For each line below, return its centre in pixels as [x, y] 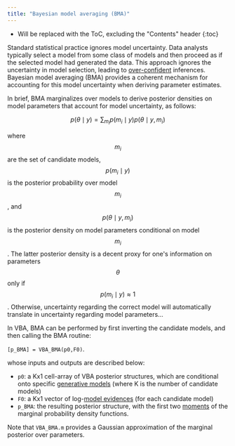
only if [16, 283]
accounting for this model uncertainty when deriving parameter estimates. [115, 84]
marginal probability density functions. [73, 413]
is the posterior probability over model [62, 183]
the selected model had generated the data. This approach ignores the [109, 62]
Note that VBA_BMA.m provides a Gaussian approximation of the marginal [110, 427]
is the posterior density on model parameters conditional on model [103, 230]
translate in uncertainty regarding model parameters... [85, 314]
